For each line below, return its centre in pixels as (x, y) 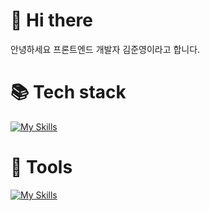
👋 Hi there (51, 20)
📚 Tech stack (68, 92)
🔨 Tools (41, 167)
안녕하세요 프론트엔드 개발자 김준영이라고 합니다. (105, 49)
